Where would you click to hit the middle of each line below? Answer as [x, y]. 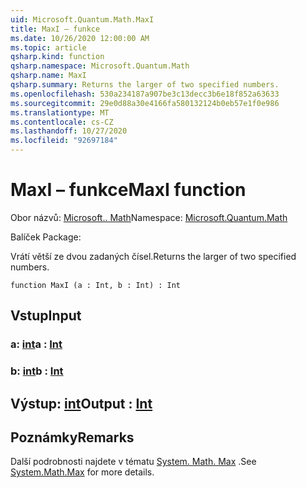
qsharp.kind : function [57, 57]
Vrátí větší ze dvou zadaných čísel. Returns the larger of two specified [153, 256]
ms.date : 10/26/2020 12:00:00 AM [80, 38]
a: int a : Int [36, 344]
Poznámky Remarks [72, 437]
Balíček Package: [46, 237]
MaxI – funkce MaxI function [128, 190]
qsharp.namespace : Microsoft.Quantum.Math [100, 66]
